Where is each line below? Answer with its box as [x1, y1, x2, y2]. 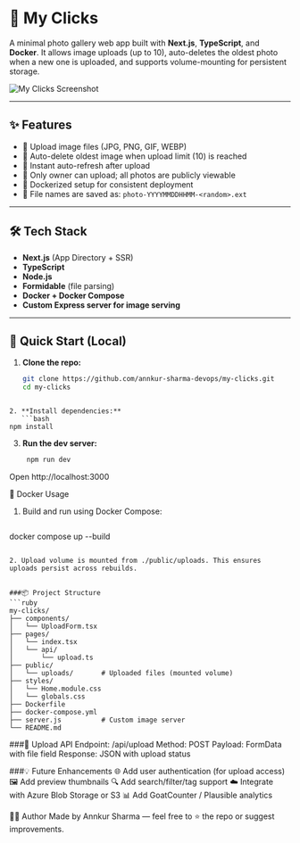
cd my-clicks [21, 383, 71, 392]
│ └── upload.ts [9, 653, 94, 662]
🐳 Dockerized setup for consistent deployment [21, 178, 194, 190]
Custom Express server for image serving [21, 299, 181, 310]
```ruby [9, 599, 38, 607]
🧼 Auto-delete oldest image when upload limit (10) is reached [21, 151, 247, 161]
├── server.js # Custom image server [9, 715, 186, 724]
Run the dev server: [21, 438, 97, 449]
